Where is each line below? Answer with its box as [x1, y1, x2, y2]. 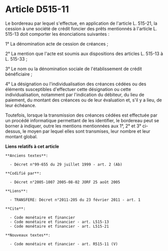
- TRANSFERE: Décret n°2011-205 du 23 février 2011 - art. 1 [10, 197, 141, 203]
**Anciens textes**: [5, 153, 49, 158]
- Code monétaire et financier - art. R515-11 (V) [10, 241, 118, 246]
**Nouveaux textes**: [5, 232, 51, 238]
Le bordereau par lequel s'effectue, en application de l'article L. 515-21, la [5, 20, 157, 26]
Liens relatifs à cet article [5, 143, 59, 149]
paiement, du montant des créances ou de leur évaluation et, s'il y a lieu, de [5, 97, 162, 103]
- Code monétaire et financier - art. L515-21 [10, 224, 109, 229]
